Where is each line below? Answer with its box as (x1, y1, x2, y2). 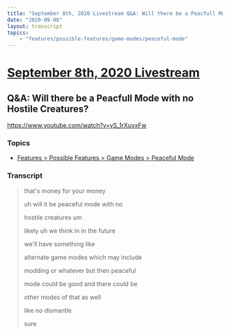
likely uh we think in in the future (23, 226, 116, 235)
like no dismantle (23, 306, 72, 314)
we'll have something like (23, 239, 96, 248)
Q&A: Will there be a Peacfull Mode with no (7, 92, 194, 104)
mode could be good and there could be (23, 279, 138, 288)
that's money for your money (23, 187, 106, 195)
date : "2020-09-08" (7, 16, 63, 23)
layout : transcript (7, 23, 63, 29)
